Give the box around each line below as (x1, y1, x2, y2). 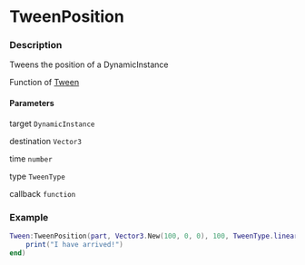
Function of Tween (9, 77, 80, 88)
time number (9, 152, 53, 164)
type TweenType (9, 171, 65, 182)
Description (9, 39, 63, 52)
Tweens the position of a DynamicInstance (9, 59, 169, 70)
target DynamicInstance (9, 118, 95, 129)
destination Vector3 (9, 135, 82, 146)
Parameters (9, 98, 54, 109)
